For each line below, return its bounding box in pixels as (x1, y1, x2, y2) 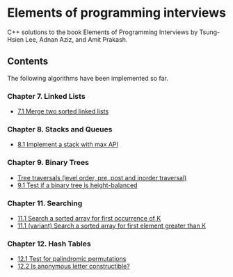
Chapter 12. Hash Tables (7, 239, 92, 248)
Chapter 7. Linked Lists (7, 91, 86, 101)
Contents (7, 56, 49, 68)
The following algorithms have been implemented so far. (7, 74, 168, 82)
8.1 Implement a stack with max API (17, 141, 118, 149)
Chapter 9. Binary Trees (7, 158, 89, 168)
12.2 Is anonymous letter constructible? (17, 262, 130, 271)
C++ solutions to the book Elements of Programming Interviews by (7, 28, 198, 36)
